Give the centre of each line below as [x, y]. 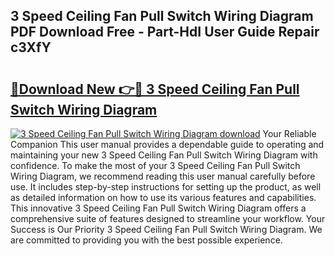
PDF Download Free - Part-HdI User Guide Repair [165, 32]
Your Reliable [289, 133]
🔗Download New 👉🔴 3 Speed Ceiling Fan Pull [155, 89]
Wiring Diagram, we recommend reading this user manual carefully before [163, 176]
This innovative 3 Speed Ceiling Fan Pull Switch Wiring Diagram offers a [158, 208]
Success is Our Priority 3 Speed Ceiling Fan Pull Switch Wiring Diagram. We [166, 229]
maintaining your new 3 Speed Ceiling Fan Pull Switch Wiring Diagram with [164, 155]
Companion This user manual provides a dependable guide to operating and [167, 144]
